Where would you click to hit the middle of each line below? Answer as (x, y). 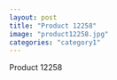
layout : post (33, 17)
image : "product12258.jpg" (59, 34)
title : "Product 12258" (53, 26)
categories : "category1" (55, 42)
